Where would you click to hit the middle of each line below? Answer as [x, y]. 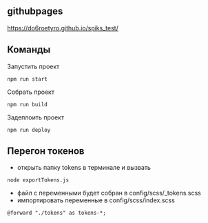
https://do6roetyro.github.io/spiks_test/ [63, 28]
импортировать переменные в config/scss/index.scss [96, 200]
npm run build [28, 104]
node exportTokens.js [38, 180]
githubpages [35, 11]
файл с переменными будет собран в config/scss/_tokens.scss [109, 193]
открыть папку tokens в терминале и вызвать [84, 168]
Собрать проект [31, 92]
